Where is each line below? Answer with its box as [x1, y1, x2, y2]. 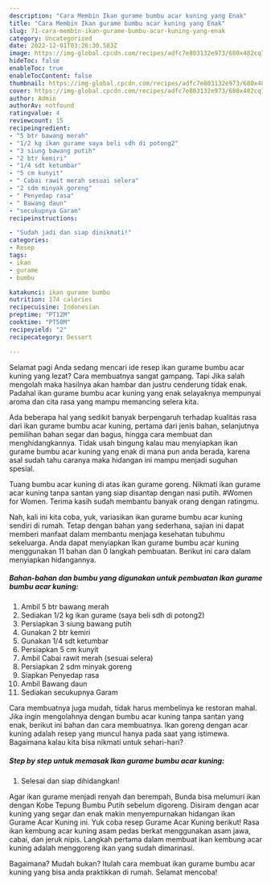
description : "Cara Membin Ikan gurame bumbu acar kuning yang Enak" [9, 11, 248, 20]
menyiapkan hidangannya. [9, 555, 96, 564]
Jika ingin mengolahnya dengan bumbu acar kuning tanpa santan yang [9, 712, 244, 721]
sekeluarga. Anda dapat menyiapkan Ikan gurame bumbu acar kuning [9, 538, 240, 547]
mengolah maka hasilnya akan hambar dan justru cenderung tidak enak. [9, 380, 248, 389]
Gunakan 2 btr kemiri [20, 628, 91, 638]
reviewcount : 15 [9, 117, 64, 125]
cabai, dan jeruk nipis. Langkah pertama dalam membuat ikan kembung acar [9, 835, 262, 845]
